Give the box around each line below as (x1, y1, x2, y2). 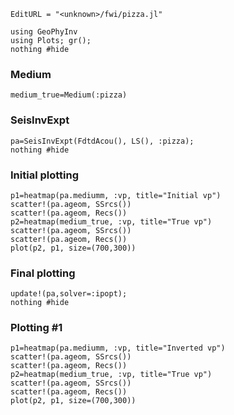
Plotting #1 (10, 321, 63, 335)
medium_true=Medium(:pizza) (10, 90, 128, 100)
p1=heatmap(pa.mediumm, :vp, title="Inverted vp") (10, 343, 226, 354)
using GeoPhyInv (10, 27, 78, 37)
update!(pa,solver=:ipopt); (10, 289, 128, 299)
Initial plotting (10, 168, 79, 182)
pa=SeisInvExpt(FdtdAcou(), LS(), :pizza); (10, 136, 195, 146)
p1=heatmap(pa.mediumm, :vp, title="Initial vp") (10, 190, 222, 200)
